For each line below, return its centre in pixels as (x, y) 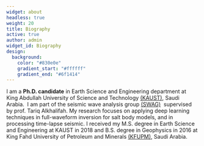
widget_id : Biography (34, 46)
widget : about (24, 12)
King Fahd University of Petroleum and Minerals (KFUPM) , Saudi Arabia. (97, 137)
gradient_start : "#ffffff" (52, 68)
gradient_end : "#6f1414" (49, 74)
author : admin (24, 40)
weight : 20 (20, 23)
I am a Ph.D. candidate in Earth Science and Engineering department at (96, 91)
